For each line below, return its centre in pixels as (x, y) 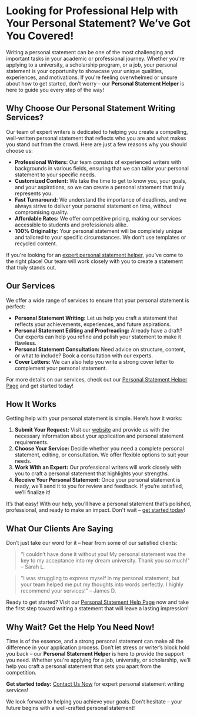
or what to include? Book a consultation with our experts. (84, 356)
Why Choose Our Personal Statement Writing (91, 108)
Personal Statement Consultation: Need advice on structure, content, (100, 349)
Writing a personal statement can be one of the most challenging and (90, 52)
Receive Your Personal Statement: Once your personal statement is (97, 480)
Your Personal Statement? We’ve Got (98, 23)
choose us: (20, 150)
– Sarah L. (33, 567)
